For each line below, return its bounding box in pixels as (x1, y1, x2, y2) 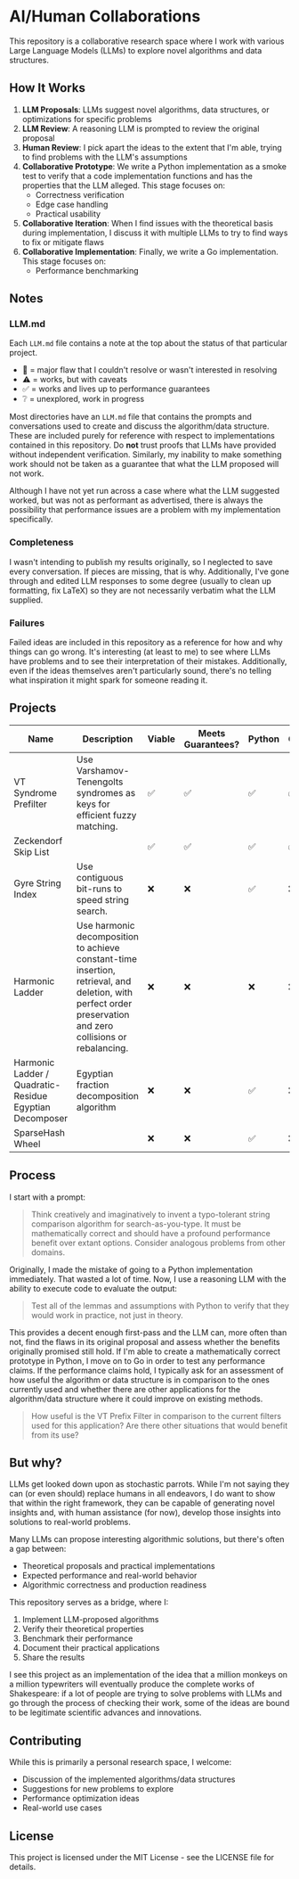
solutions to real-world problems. (9, 1517, 132, 1528)
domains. (30, 1246, 65, 1258)
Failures (9, 617, 45, 629)
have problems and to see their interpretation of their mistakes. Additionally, (9, 656, 287, 667)
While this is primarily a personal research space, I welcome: (9, 1757, 232, 1768)
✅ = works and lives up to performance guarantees (21, 383, 211, 394)
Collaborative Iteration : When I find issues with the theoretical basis (21, 217, 274, 228)
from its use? (30, 1429, 79, 1440)
